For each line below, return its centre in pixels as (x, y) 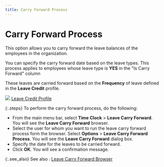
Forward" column (23, 73)
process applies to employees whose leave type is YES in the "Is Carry (78, 68)
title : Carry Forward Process (36, 10)
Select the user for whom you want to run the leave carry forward (79, 128)
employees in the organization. (37, 53)
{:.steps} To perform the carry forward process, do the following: (71, 108)
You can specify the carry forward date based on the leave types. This (77, 63)
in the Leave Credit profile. (33, 88)
